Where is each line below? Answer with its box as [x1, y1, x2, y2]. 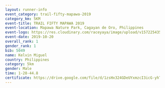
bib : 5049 [5, 48, 26, 53]
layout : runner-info [5, 7, 48, 12]
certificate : [5, 75, 32, 80]
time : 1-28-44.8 [5, 71, 38, 76]
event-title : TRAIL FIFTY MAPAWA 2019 [5, 21, 84, 26]
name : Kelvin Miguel [5, 52, 48, 58]
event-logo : [5, 30, 29, 35]
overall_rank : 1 [5, 39, 38, 44]
